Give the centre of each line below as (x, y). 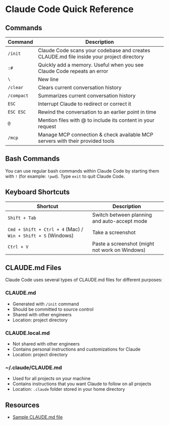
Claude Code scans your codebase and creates (94, 50)
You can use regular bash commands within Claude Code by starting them (82, 171)
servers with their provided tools (76, 141)
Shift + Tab (22, 218)
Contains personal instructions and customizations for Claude (76, 349)
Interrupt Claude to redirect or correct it (85, 104)
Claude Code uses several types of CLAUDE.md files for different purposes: (84, 280)
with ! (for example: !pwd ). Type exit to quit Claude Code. (65, 176)
